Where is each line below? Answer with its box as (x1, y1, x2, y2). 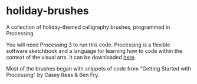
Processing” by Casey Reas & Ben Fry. (6, 71, 100, 78)
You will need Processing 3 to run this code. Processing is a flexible (6, 41, 170, 48)
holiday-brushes (6, 4, 90, 18)
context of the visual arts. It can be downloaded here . (6, 53, 136, 61)
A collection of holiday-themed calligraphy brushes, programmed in (6, 23, 170, 31)
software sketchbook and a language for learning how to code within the (6, 47, 183, 54)
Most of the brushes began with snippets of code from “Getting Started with (6, 65, 192, 72)
